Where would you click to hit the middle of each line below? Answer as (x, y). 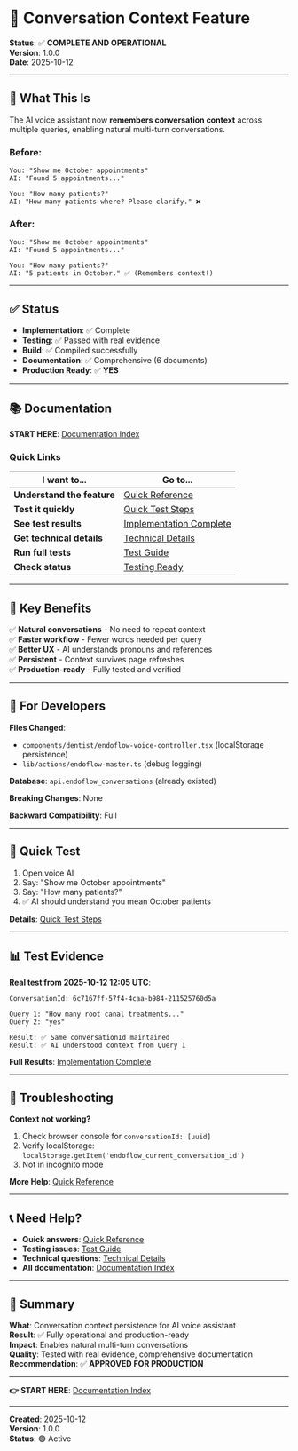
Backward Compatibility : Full (63, 815)
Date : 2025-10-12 (41, 62)
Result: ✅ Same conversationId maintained (90, 1037)
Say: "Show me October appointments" (94, 882)
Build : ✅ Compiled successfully (80, 351)
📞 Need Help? (46, 1218)
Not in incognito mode (63, 1165)
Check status (43, 567)
